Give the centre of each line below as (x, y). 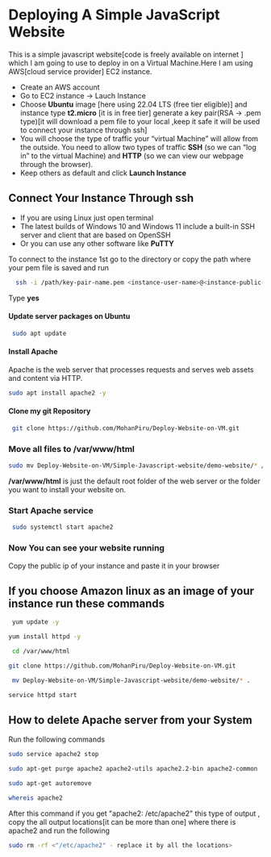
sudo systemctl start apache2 (63, 527)
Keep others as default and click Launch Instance (103, 173)
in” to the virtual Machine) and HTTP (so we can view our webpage (132, 156)
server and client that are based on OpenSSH (95, 235)
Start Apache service (51, 510)
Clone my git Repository (50, 411)
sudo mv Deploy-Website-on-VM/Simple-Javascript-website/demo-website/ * (133, 466)
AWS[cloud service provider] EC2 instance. (80, 71)
